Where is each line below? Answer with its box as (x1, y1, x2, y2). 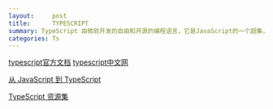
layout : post (8, 11, 67, 20)
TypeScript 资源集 (8, 92, 69, 102)
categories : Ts (8, 34, 60, 43)
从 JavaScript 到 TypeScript (8, 74, 102, 85)
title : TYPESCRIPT (8, 19, 89, 27)
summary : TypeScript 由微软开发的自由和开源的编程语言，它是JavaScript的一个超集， (8, 27, 270, 35)
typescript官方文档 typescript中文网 (8, 57, 128, 67)
